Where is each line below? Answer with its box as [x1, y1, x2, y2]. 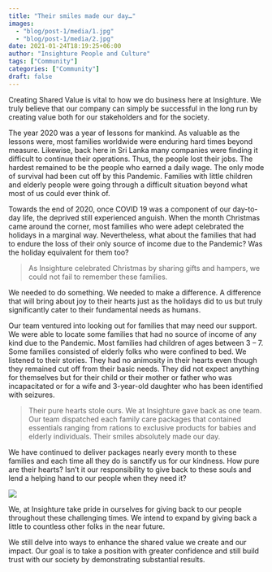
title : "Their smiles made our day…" [8, 11, 136, 20]
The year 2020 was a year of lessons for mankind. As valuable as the [8, 128, 240, 138]
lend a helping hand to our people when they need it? [8, 473, 187, 482]
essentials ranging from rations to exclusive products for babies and [28, 422, 257, 432]
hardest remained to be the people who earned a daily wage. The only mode [8, 162, 265, 172]
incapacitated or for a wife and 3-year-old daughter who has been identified [8, 381, 264, 391]
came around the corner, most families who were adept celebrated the [8, 221, 244, 231]
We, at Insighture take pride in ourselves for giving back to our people [8, 504, 242, 513]
